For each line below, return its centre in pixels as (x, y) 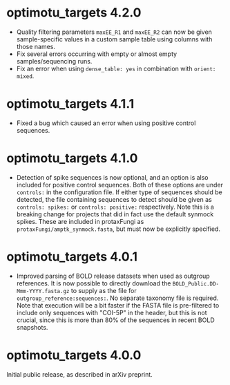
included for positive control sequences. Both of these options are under (120, 185)
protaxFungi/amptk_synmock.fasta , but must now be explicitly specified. (118, 229)
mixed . (25, 76)
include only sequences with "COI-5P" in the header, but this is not (112, 312)
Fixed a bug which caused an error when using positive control (106, 123)
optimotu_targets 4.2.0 (74, 13)
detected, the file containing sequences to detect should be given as (114, 199)
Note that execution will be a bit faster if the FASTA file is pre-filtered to (118, 305)
